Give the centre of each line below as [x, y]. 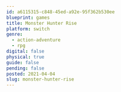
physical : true [25, 57]
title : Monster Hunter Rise [42, 23]
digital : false [25, 51]
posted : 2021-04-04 [31, 74]
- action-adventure [36, 40]
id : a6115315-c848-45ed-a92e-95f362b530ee [60, 12]
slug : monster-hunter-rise [40, 79]
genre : [15, 34]
